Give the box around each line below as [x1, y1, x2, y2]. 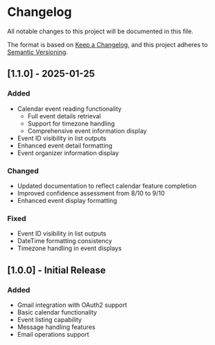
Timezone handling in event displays [17, 244, 122, 253]
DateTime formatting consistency [17, 237, 112, 245]
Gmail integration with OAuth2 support [17, 301, 128, 309]
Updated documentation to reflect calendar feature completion [17, 182, 197, 190]
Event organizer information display [17, 148, 119, 157]
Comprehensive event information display [27, 126, 147, 135]
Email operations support [17, 330, 89, 338]
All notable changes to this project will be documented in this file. [7, 27, 194, 35]
